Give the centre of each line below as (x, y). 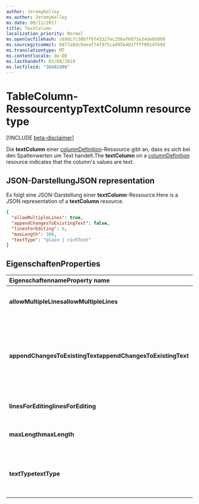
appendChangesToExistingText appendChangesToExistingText (99, 356)
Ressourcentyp (44, 109)
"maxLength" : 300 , (34, 234)
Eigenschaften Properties (53, 264)
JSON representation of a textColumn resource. (65, 201)
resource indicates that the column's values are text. (70, 162)
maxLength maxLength (42, 435)
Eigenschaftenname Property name (60, 281)
